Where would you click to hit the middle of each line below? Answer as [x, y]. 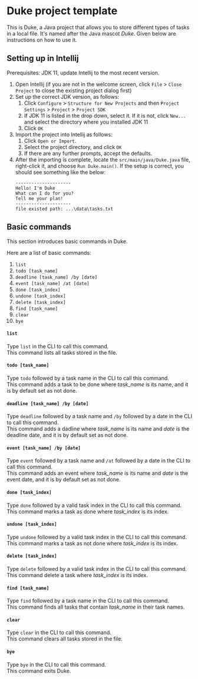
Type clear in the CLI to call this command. [59, 633]
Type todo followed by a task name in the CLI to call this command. [88, 378]
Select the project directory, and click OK [73, 147]
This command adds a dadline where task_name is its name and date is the [98, 429]
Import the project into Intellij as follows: [64, 134]
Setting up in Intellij [43, 58]
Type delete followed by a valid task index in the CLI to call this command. [97, 568]
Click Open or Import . [50, 141]
